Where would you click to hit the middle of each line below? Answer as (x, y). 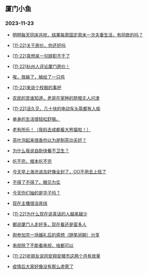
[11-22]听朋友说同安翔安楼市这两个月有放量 (56, 256)
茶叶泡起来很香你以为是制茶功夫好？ (49, 140)
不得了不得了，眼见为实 (36, 182)
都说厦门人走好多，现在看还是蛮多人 (49, 224)
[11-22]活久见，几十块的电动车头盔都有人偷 (56, 109)
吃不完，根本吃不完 (32, 161)
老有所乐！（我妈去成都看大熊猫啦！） (51, 129)
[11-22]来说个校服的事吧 (37, 87)
